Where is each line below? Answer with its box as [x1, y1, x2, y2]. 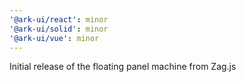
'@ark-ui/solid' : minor [9, 24, 109, 34]
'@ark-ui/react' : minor [9, 14, 109, 25]
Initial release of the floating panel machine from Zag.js [9, 61, 237, 73]
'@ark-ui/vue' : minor [9, 33, 100, 43]
